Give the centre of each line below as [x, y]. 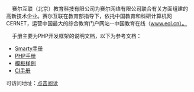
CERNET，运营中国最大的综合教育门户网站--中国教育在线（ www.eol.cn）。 [97, 23]
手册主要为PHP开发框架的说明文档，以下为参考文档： [77, 36]
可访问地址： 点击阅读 [32, 83]
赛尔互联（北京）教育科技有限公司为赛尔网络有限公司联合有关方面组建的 [100, 9]
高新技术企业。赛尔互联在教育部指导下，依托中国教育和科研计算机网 [89, 16]
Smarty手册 [29, 48]
